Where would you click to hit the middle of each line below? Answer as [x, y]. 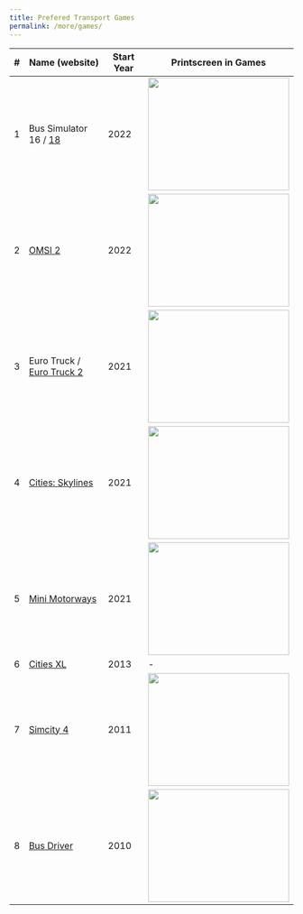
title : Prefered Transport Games [72, 18]
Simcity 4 [49, 729]
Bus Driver [51, 845]
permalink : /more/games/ [56, 26]
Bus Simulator [58, 128]
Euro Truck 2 [56, 372]
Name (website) [64, 62]
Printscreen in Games [218, 62]
